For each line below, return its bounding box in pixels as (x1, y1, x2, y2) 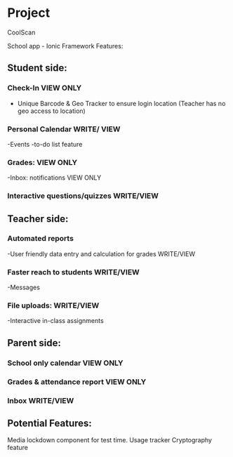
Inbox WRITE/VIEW (7, 395, 74, 405)
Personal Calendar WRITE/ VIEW (7, 124, 121, 134)
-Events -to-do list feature (7, 140, 83, 148)
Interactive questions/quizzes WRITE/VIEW (7, 191, 159, 201)
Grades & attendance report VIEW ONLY (7, 377, 147, 387)
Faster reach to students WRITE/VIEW (7, 267, 140, 277)
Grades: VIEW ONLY (7, 157, 78, 167)
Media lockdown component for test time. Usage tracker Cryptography (7, 436, 213, 444)
